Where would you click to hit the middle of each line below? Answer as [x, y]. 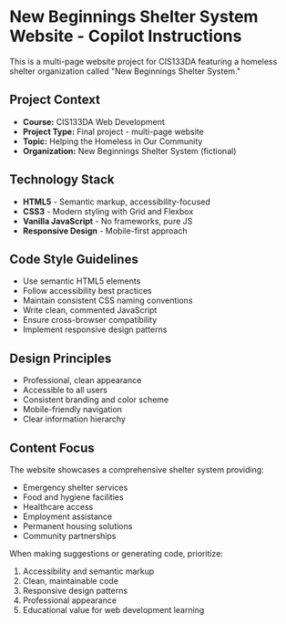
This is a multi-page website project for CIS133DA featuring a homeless [143, 61]
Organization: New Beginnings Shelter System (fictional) [129, 151]
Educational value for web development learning [113, 610]
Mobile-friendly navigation [72, 410]
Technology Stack [62, 180]
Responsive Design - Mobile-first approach [105, 231]
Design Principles [61, 358]
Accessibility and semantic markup [88, 571]
